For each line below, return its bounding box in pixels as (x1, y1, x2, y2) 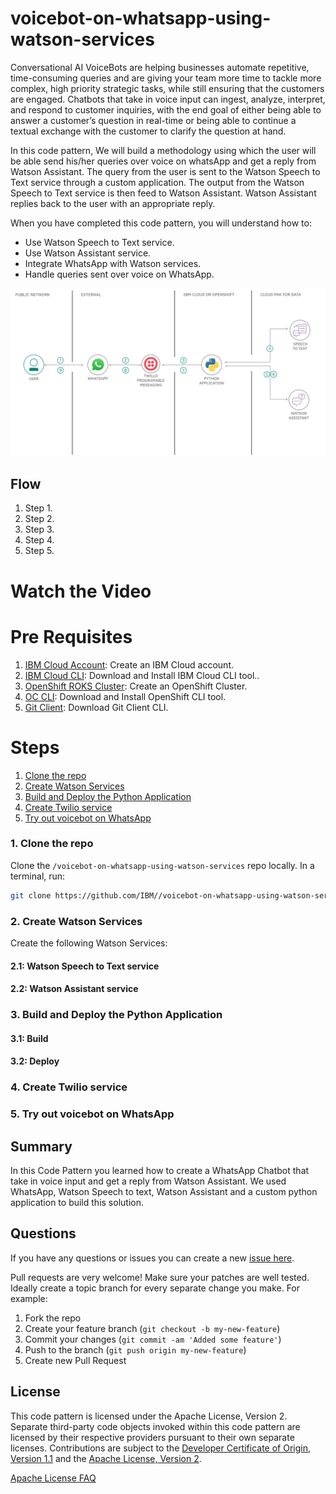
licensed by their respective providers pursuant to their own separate (10, 1431, 295, 1443)
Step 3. (24, 523, 55, 536)
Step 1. (24, 502, 53, 514)
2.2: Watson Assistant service (10, 983, 139, 995)
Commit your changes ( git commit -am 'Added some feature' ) (24, 1333, 282, 1345)
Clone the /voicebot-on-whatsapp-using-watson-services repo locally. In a (10, 859, 315, 871)
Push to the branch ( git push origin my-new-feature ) (24, 1343, 247, 1356)
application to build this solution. (10, 1196, 144, 1208)
